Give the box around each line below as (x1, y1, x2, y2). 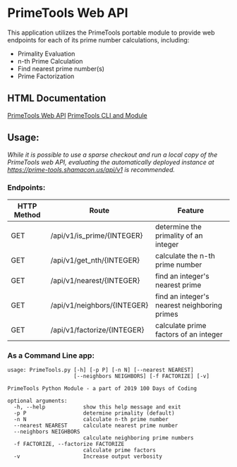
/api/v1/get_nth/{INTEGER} (50, 255, 140, 265)
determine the (154, 222, 202, 231)
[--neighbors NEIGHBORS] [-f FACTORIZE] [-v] (73, 372, 210, 380)
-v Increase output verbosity (13, 453, 162, 460)
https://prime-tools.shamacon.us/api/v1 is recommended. (7, 165, 175, 174)
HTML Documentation (7, 92, 107, 104)
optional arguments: (7, 397, 68, 405)
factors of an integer (154, 329, 224, 339)
